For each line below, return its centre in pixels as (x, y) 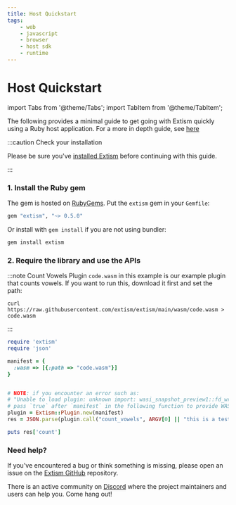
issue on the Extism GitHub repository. (63, 473)
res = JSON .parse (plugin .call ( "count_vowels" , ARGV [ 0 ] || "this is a (111, 420)
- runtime (34, 54)
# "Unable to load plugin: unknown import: (72, 400)
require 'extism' (33, 342)
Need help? (27, 450)
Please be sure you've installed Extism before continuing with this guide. (112, 156)
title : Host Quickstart (42, 14)
